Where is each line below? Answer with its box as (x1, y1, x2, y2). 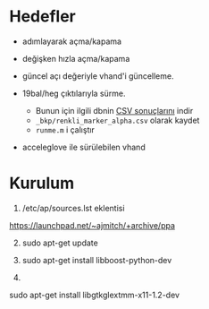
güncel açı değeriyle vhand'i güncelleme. (21, 70, 174, 82)
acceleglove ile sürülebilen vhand (21, 142, 146, 152)
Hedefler (9, 6, 76, 27)
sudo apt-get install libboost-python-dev (21, 254, 172, 265)
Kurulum (9, 173, 75, 193)
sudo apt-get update (21, 237, 98, 248)
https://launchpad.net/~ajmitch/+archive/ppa (9, 219, 176, 230)
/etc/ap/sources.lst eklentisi (21, 202, 125, 213)
